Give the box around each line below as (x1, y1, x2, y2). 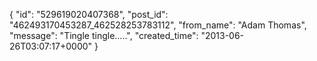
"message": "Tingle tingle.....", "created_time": (9, 30, 199, 41)
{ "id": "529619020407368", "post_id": (9, 9, 169, 20)
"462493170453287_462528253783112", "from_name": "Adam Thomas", (9, 19, 307, 31)
